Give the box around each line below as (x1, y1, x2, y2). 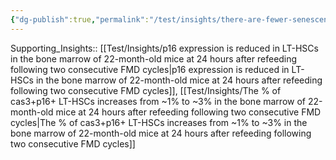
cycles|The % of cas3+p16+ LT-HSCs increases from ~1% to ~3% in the (10, 116, 308, 128)
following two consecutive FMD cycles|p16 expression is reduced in (10, 63, 290, 75)
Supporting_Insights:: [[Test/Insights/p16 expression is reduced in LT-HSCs (10, 42, 319, 54)
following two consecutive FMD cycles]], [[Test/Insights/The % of (10, 84, 282, 96)
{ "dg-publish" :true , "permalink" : (10, 14, 150, 25)
